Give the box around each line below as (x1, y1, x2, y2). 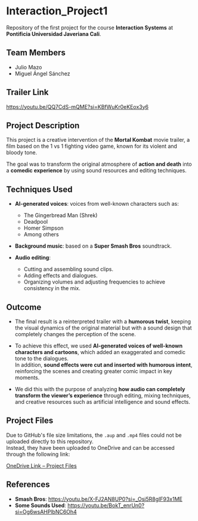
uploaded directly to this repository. (6, 438, 94, 445)
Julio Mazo (14, 63, 42, 71)
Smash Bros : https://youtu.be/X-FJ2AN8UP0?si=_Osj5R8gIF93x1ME (14, 495, 183, 502)
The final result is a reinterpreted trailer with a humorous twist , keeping (14, 318, 191, 325)
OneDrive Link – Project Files (6, 462, 77, 469)
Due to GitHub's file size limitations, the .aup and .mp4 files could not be (6, 431, 182, 438)
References (6, 480, 50, 490)
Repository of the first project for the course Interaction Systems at (6, 24, 174, 31)
